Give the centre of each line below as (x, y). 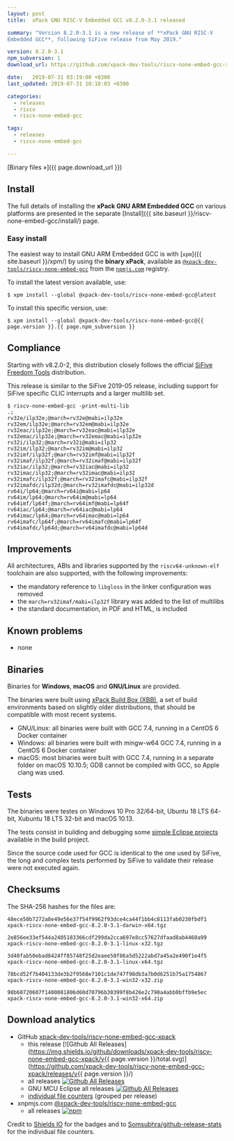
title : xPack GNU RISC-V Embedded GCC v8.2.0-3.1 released (96, 20)
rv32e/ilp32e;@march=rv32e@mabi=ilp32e (65, 418)
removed (30, 594)
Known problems (45, 631)
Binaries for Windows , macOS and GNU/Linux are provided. (94, 686)
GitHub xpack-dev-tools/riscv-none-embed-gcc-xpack (96, 1037)
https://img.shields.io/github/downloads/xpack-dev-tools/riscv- (121, 1051)
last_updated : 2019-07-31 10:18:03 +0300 (68, 84)
